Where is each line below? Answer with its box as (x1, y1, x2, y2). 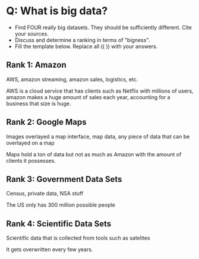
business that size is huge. (6, 100, 71, 107)
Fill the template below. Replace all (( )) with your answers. (14, 43, 158, 50)
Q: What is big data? (6, 4, 108, 18)
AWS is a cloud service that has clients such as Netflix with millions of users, (6, 87, 194, 94)
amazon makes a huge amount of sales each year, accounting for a (6, 93, 170, 100)
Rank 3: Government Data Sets (6, 174, 122, 184)
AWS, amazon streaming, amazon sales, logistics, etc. (6, 75, 138, 83)
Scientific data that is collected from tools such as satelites (6, 235, 150, 242)
